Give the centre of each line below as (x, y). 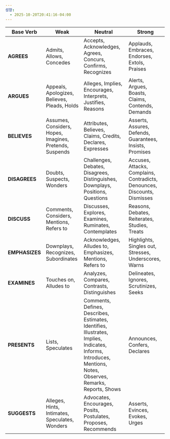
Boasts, (137, 93)
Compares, (96, 280)
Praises (137, 69)
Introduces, (97, 357)
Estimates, (96, 320)
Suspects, (58, 179)
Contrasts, (96, 286)
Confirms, (95, 65)
